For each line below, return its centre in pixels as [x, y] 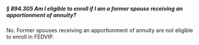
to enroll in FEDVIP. [30, 36]
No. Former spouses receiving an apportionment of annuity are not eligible [100, 30]
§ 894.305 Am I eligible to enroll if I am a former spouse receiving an [95, 9]
